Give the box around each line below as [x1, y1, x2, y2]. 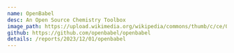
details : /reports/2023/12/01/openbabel [7, 36, 127, 43]
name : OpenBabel [7, 10, 54, 17]
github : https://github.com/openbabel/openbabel [7, 29, 151, 36]
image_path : [7, 23, 42, 30]
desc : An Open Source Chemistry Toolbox [7, 17, 127, 23]
